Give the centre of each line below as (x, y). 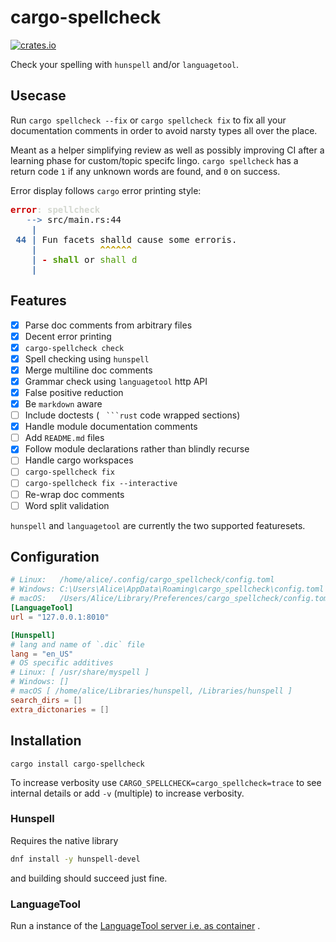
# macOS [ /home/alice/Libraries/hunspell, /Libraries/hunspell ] (151, 691)
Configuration (55, 557)
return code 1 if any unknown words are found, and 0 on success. (145, 171)
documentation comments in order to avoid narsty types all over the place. (164, 130)
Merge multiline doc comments (88, 370)
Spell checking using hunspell (87, 358)
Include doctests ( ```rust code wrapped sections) (132, 415)
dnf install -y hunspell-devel (75, 859)
